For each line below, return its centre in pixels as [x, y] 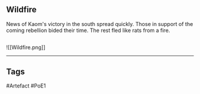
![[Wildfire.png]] [26, 47]
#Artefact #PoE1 [26, 86]
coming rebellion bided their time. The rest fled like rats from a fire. [88, 30]
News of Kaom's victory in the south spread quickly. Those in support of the [100, 24]
